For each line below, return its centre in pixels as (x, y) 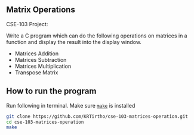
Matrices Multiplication (43, 66)
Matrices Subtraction (41, 59)
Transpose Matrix (36, 72)
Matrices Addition (37, 54)
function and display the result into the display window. (74, 42)
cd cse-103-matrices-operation (45, 122)
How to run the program (51, 91)
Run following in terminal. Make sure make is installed (71, 105)
